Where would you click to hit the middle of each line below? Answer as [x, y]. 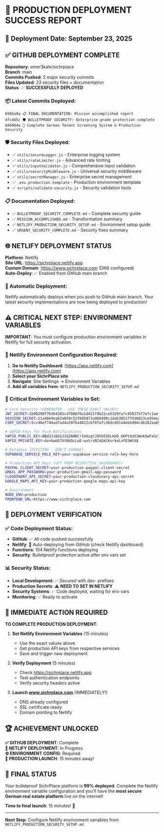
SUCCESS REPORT [44, 20]
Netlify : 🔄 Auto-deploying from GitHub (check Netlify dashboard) [78, 545]
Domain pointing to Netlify [46, 712]
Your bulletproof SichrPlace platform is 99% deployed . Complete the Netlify [82, 786]
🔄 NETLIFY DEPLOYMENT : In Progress [44, 748]
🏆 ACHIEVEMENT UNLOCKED [52, 728]
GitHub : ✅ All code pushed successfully [53, 539]
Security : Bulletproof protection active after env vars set [69, 555]
